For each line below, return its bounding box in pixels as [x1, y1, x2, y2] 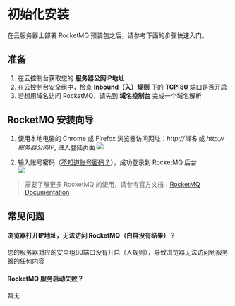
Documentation [24, 188, 70, 196]
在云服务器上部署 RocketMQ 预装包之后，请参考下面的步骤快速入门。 [7, 31, 208, 39]
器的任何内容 [7, 257, 44, 265]
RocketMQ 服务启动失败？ [7, 274, 84, 283]
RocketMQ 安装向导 [7, 114, 94, 126]
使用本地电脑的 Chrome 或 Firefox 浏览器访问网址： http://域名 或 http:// [17, 134, 224, 142]
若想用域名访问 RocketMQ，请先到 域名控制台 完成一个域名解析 [17, 91, 203, 99]
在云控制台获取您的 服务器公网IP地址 [17, 73, 125, 82]
